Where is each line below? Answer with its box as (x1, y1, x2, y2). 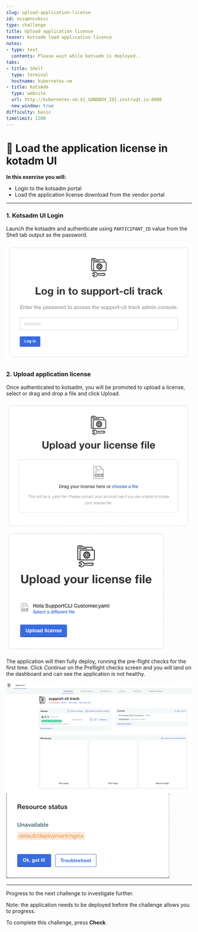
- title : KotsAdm (6, 84, 49, 90)
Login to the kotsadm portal (14, 185, 82, 192)
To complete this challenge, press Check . (6, 918, 107, 926)
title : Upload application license (6, 28, 94, 34)
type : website (11, 90, 46, 97)
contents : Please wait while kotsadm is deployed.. (11, 53, 141, 59)
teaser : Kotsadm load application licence (6, 34, 112, 41)
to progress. (6, 907, 36, 914)
